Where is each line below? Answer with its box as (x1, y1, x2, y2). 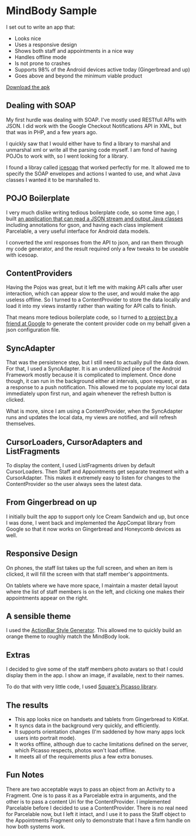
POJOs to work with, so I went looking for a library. (6, 152, 129, 159)
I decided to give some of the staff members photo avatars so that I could (6, 665, 183, 672)
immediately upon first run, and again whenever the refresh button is (6, 390, 171, 397)
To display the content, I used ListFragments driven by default (6, 462, 155, 468)
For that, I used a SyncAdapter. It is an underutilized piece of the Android (6, 365, 181, 372)
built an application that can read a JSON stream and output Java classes (6, 215, 183, 222)
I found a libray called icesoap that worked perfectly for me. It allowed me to (6, 164, 190, 171)
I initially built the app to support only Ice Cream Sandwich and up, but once (6, 513, 189, 520)
